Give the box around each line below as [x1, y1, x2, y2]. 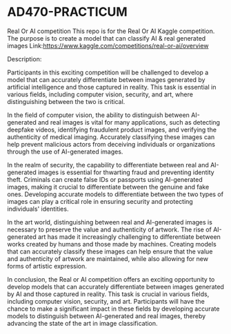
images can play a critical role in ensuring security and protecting [7, 197, 193, 205]
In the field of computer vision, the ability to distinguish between [7, 111, 190, 119]
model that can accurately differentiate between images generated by [7, 75, 205, 83]
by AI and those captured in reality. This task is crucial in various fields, [7, 290, 210, 298]
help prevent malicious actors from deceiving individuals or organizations [7, 140, 216, 148]
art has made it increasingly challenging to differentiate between [37, 232, 221, 241]
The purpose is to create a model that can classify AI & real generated [7, 34, 206, 42]
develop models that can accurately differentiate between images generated [7, 282, 224, 291]
